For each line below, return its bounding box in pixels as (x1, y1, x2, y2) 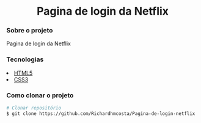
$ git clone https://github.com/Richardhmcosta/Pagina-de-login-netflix (6, 110, 196, 117)
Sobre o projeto (6, 26, 53, 35)
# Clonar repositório (6, 105, 62, 111)
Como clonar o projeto (6, 91, 74, 99)
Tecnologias (6, 55, 44, 64)
